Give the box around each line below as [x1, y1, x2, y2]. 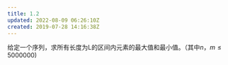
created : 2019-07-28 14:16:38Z [7, 23, 100, 30]
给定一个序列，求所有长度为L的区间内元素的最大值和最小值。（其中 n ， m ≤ [7, 43, 222, 52]
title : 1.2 [7, 10, 40, 17]
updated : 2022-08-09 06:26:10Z [7, 17, 100, 24]
